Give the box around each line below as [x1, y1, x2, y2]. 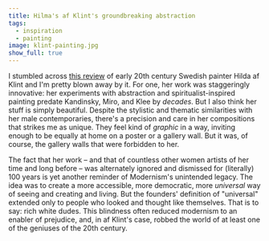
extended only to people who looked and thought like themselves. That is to [8, 198, 259, 207]
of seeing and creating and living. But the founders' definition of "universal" [8, 190, 259, 198]
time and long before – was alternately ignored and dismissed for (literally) [8, 164, 255, 173]
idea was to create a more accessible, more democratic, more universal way [8, 181, 261, 190]
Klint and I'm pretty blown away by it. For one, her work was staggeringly [8, 80, 251, 89]
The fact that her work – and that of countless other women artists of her [8, 155, 250, 165]
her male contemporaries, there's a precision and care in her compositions [8, 114, 255, 123]
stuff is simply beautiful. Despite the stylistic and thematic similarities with [8, 105, 253, 115]
